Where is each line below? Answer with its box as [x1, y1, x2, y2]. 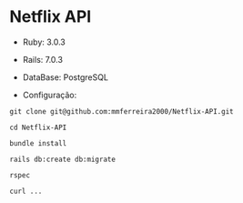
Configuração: [22, 89, 77, 100]
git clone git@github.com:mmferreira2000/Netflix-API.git [9, 107, 234, 116]
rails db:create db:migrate [9, 155, 116, 164]
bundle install [9, 138, 67, 147]
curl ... [9, 187, 43, 196]
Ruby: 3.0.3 [22, 36, 66, 47]
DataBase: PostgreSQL [22, 71, 109, 83]
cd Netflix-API [9, 123, 67, 132]
